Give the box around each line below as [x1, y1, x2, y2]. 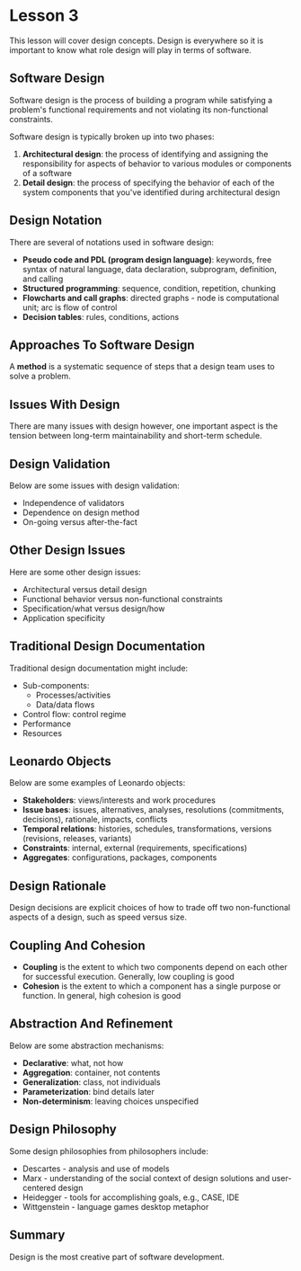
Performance [22, 718, 72, 729]
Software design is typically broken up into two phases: [9, 131, 215, 142]
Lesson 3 [9, 5, 79, 26]
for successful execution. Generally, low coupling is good [22, 972, 235, 982]
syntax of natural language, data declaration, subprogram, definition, [22, 263, 277, 274]
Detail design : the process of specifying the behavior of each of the [22, 177, 275, 188]
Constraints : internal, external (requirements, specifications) [22, 842, 248, 854]
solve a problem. [9, 370, 72, 382]
